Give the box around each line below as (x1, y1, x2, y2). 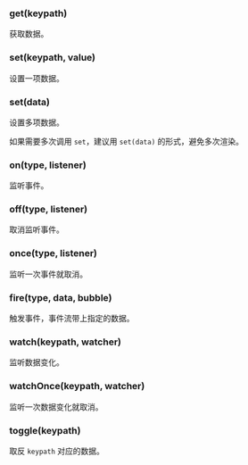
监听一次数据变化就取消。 (9, 401, 103, 412)
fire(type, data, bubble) (9, 291, 112, 303)
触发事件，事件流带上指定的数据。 (9, 313, 135, 324)
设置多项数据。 (9, 117, 64, 128)
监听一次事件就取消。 (9, 269, 87, 279)
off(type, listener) (9, 203, 87, 216)
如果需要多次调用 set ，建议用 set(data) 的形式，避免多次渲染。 (9, 136, 244, 146)
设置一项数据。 (9, 72, 64, 83)
